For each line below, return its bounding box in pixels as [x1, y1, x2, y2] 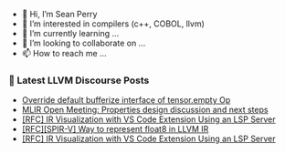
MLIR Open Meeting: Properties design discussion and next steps [21, 105, 269, 116]
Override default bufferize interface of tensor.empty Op [21, 95, 231, 106]
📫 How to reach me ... [21, 48, 107, 58]
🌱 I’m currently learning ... [21, 28, 120, 38]
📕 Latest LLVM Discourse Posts [8, 74, 150, 87]
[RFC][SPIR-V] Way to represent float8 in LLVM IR [21, 124, 209, 135]
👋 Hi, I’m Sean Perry [21, 9, 98, 19]
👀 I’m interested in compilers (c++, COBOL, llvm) [21, 18, 205, 29]
